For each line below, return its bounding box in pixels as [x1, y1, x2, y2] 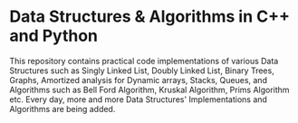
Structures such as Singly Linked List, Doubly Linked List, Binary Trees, [9, 65, 274, 76]
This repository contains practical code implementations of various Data [9, 55, 279, 66]
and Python [9, 25, 98, 46]
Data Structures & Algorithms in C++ [9, 6, 290, 27]
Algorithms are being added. [9, 103, 116, 114]
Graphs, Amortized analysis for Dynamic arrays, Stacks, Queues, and [9, 74, 267, 85]
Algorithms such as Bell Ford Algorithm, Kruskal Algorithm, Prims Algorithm [9, 84, 290, 95]
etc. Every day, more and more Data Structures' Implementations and [9, 93, 267, 105]
